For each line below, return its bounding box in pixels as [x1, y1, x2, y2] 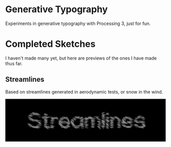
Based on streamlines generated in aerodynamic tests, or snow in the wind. [5, 89, 163, 95]
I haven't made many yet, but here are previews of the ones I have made [5, 55, 157, 61]
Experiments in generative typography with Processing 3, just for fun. [5, 20, 151, 26]
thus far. [5, 60, 23, 67]
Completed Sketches [5, 38, 96, 50]
